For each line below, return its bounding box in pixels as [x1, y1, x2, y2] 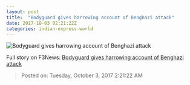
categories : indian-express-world [6, 25, 94, 32]
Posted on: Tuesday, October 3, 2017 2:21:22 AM [21, 72, 143, 79]
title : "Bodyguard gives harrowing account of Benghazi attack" [6, 14, 174, 20]
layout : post [6, 8, 39, 15]
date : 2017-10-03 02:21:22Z [6, 20, 77, 26]
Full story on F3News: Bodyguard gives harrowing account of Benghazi [6, 54, 184, 61]
